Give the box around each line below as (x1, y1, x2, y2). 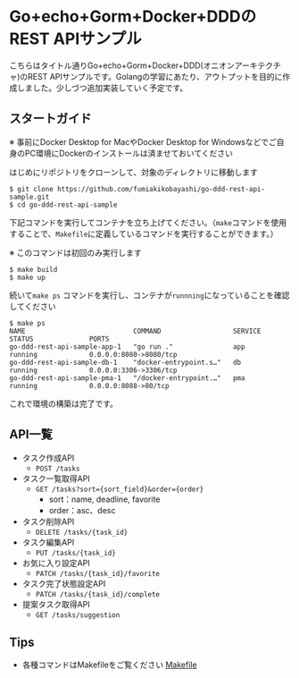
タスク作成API (21, 452, 75, 463)
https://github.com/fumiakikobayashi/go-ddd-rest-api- (56, 184, 266, 193)
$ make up (9, 273, 46, 282)
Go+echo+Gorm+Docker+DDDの (9, 6, 257, 27)
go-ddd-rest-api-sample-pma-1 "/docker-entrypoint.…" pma (9, 373, 245, 383)
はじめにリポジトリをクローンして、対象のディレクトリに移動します (9, 166, 259, 177)
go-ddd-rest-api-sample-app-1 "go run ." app (9, 342, 245, 352)
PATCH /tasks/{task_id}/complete (35, 589, 161, 598)
